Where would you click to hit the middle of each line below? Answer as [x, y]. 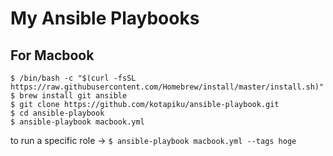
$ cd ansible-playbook [57, 113]
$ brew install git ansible [69, 96]
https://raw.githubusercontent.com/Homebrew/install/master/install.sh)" [167, 87]
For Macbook [52, 55]
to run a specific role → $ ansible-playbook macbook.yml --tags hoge [153, 140]
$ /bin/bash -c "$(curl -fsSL [73, 78]
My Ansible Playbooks [105, 18]
